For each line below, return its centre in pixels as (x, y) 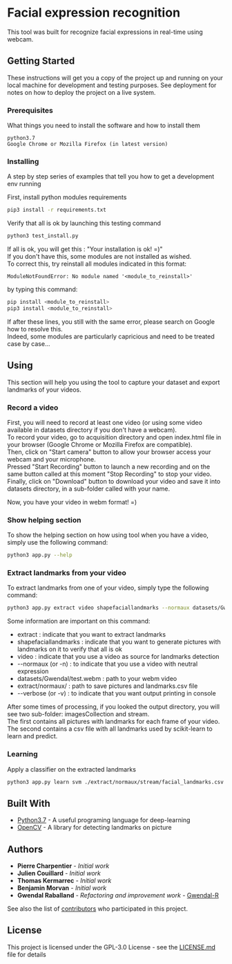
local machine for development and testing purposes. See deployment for (112, 85)
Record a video (33, 408)
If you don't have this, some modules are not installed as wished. (99, 257)
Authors (25, 849)
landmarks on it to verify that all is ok (69, 649)
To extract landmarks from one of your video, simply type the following (108, 588)
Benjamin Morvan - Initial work (62, 888)
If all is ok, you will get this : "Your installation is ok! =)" (85, 249)
